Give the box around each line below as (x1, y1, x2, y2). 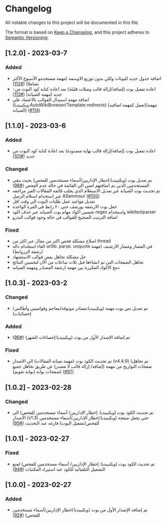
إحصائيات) (12, 310, 31, 316)
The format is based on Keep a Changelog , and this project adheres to (5, 29, 150, 35)
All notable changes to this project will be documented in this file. (5, 19, 140, 25)
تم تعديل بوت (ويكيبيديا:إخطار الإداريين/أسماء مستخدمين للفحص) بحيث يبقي (12, 177, 153, 183)
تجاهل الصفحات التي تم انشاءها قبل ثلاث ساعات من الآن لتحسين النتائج (12, 259, 144, 265)
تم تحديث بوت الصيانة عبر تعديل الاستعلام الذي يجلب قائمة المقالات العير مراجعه (12, 188, 161, 194)
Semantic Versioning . (5, 34, 49, 40)
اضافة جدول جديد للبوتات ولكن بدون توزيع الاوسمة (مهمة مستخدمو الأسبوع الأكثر (12, 75, 162, 81)
